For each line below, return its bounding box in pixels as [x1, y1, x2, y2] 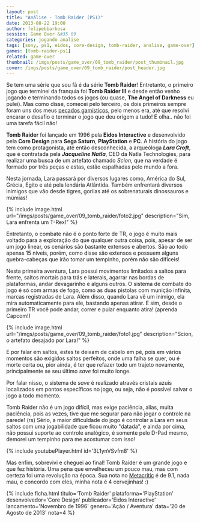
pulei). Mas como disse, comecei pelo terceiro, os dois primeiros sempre [6, 101, 186, 108]
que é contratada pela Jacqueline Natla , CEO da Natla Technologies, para [6, 151, 191, 158]
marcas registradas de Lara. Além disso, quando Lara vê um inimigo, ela [6, 293, 185, 300]
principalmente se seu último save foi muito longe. [6, 368, 131, 375]
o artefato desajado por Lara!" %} [6, 337, 90, 344]
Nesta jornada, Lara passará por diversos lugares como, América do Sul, [6, 175, 186, 182]
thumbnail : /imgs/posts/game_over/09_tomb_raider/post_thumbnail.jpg [6, 59, 184, 65]
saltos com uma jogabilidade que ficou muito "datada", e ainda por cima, [6, 423, 186, 430]
